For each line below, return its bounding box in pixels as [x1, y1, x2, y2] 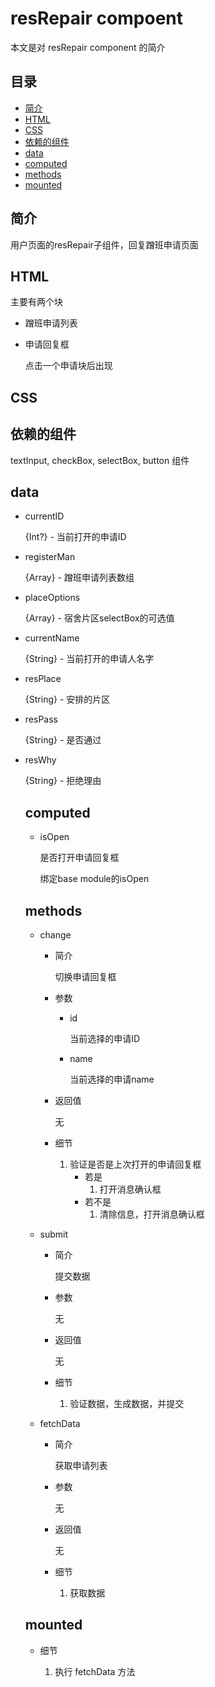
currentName [24, 632, 80, 644]
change [39, 929, 72, 941]
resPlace [24, 673, 62, 685]
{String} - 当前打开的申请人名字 [24, 653, 155, 665]
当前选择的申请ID [69, 1033, 141, 1045]
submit [39, 1228, 69, 1241]
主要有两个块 [10, 296, 63, 308]
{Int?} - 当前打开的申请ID [24, 531, 127, 543]
